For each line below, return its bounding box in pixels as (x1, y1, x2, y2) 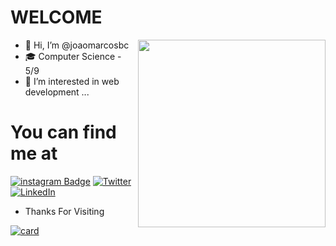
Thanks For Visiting (24, 205, 105, 217)
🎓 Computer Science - (24, 50, 122, 62)
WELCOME (10, 6, 103, 29)
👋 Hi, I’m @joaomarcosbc (24, 39, 130, 51)
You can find (10, 121, 117, 144)
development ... (24, 86, 90, 98)
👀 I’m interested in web (24, 75, 120, 87)
